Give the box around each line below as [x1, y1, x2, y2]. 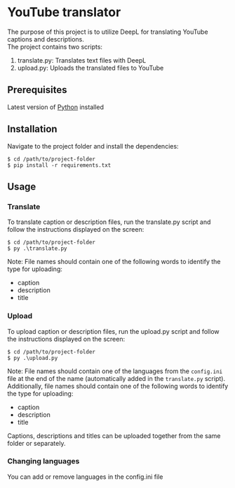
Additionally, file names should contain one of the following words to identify [7, 382, 229, 390]
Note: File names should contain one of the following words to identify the [7, 258, 221, 266]
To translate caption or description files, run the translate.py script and [7, 218, 211, 226]
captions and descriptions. [7, 35, 84, 43]
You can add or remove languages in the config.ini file [7, 473, 163, 481]
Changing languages [7, 456, 80, 466]
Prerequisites [7, 84, 67, 96]
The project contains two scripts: [7, 42, 103, 51]
